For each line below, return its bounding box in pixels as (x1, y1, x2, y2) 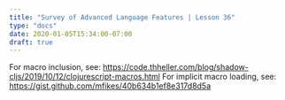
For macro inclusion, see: (9, 62, 102, 73)
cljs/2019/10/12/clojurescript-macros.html (9, 72, 161, 82)
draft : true (9, 37, 53, 47)
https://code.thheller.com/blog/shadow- (103, 62, 250, 73)
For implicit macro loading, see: (162, 72, 277, 82)
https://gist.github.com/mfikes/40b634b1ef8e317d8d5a (9, 81, 212, 91)
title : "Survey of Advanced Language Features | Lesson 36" (9, 12, 236, 22)
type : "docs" (9, 21, 58, 30)
